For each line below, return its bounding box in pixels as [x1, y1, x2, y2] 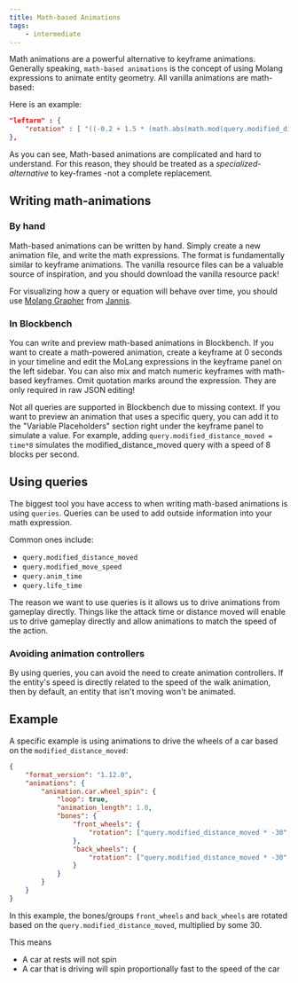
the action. [9, 625, 49, 635]
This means [9, 937, 52, 948]
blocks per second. [9, 449, 80, 460]
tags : [9, 21, 29, 30]
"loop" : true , [56, 795, 109, 804]
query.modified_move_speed [21, 562, 122, 571]
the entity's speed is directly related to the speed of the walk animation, [9, 677, 271, 688]
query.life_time [21, 581, 82, 590]
